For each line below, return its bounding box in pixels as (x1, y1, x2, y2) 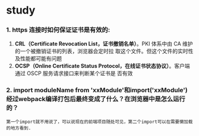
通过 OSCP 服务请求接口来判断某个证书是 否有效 (14, 70, 133, 77)
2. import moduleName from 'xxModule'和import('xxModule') (6, 86, 188, 95)
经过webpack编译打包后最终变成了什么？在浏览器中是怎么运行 (6, 95, 185, 103)
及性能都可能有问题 (14, 55, 62, 62)
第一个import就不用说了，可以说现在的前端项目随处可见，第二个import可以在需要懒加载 (6, 119, 193, 125)
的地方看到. (6, 125, 31, 131)
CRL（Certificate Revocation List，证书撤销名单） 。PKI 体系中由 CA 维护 (14, 40, 193, 47)
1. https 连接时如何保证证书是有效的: (6, 26, 110, 34)
